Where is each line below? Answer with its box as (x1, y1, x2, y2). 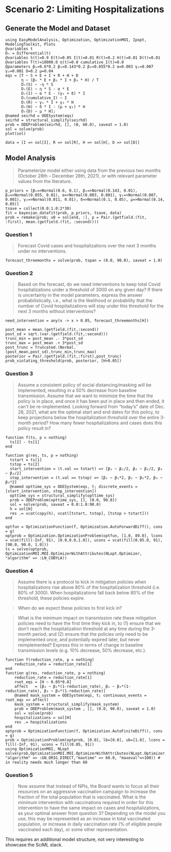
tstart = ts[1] (10, 457, 42, 462)
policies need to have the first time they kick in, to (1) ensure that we (17, 621, 161, 626)
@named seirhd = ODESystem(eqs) (5, 113, 74, 118)
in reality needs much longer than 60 (5, 760, 88, 765)
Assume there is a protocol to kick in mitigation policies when (17, 579, 147, 585)
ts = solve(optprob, (5, 547, 49, 552)
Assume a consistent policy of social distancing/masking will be (17, 381, 152, 388)
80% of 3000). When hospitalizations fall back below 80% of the (17, 590, 154, 596)
